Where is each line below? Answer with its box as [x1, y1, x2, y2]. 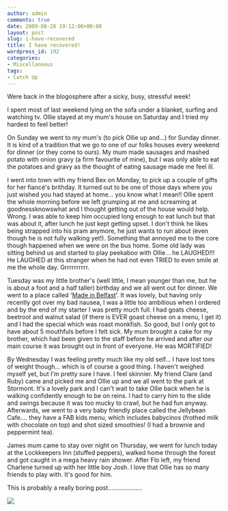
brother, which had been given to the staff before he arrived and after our [7, 335, 214, 343]
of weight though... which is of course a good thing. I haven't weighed [7, 362, 204, 371]
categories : [7, 55, 41, 62]
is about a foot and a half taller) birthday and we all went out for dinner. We [7, 284, 217, 292]
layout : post [7, 29, 44, 36]
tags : [7, 67, 23, 74]
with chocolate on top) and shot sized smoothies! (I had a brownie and [7, 421, 205, 429]
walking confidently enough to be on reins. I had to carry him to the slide [7, 392, 212, 400]
